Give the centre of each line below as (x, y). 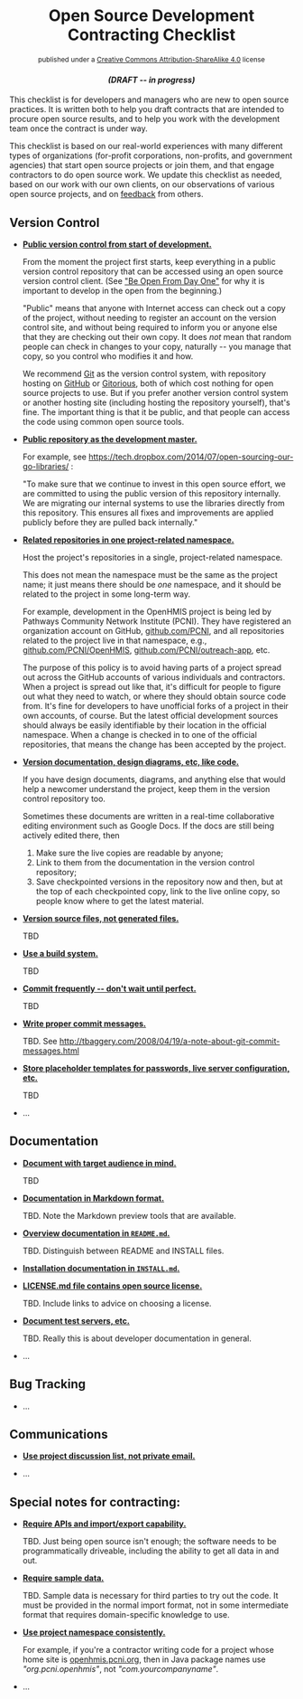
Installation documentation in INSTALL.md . (101, 1268)
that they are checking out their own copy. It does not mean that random (157, 336)
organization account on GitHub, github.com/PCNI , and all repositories (153, 630)
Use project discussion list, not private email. (109, 1456)
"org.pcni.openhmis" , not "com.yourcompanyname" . (120, 1669)
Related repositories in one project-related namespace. (128, 540)
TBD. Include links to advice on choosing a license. (117, 1303)
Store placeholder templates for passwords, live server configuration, (156, 1068)
